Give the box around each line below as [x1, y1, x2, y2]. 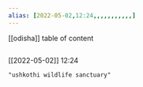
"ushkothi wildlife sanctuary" [8, 70, 111, 79]
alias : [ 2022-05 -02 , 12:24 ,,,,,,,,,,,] [8, 11, 136, 20]
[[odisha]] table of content [8, 33, 94, 43]
